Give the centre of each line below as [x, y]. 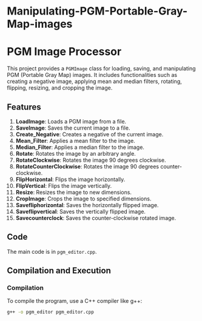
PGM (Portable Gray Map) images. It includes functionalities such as [92, 75]
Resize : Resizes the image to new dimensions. [74, 192]
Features [24, 107]
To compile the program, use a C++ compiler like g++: [75, 301]
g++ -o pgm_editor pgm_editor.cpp [51, 312]
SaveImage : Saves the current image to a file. [73, 128]
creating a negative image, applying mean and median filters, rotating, [95, 81]
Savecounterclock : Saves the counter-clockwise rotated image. [96, 218]
